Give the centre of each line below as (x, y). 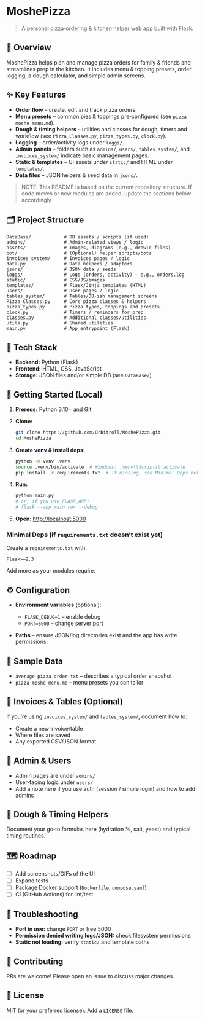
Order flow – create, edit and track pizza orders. (76, 109)
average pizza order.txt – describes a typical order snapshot (94, 676)
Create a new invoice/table (49, 728)
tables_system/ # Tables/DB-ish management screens (82, 296)
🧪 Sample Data (35, 661)
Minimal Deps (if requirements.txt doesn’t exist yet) (85, 535)
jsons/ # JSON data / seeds (61, 269)
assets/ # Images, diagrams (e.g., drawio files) (89, 248)
